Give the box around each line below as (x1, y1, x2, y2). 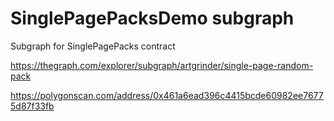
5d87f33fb (10, 100, 55, 112)
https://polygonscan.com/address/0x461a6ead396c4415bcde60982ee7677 (10, 89, 324, 101)
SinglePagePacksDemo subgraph (10, 7, 295, 30)
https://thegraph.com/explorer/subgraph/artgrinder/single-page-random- (10, 59, 314, 71)
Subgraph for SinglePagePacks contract (10, 40, 176, 52)
